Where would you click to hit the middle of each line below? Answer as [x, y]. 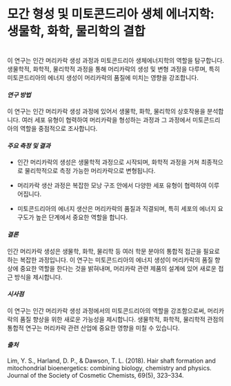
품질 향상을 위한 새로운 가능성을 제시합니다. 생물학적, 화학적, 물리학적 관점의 [122, 319]
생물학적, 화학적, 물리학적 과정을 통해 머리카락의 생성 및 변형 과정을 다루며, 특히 [114, 69]
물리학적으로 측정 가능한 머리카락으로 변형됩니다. [90, 171]
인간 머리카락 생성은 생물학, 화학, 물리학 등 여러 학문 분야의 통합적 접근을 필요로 [114, 251]
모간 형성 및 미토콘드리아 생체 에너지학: [111, 14]
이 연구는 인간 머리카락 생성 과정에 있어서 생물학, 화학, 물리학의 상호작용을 [106, 112]
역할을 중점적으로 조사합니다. [59, 129]
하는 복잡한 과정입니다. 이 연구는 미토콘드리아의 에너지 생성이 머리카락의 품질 [110, 260]
